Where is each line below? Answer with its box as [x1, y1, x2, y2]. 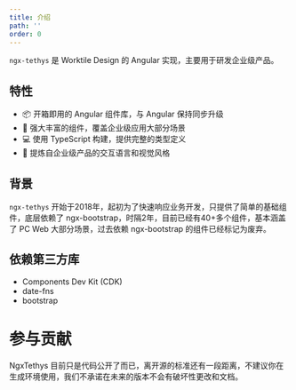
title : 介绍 [9, 12, 51, 22]
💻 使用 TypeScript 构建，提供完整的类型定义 [21, 134, 187, 145]
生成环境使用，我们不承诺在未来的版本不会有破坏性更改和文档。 [9, 370, 243, 382]
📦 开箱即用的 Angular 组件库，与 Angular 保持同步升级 [21, 108, 224, 120]
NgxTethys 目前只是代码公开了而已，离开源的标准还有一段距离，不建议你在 [9, 360, 284, 370]
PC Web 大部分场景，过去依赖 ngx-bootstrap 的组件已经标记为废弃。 [19, 224, 271, 234]
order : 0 [9, 29, 42, 38]
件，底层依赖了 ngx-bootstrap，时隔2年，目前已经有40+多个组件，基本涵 [9, 212, 278, 223]
